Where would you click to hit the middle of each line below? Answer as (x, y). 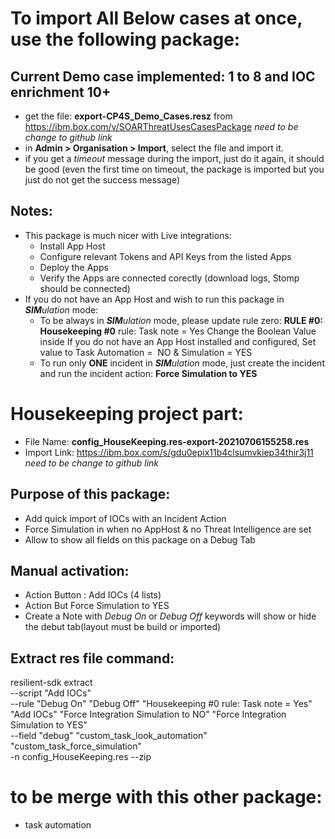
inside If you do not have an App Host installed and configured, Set (178, 341)
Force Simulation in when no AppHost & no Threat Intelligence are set (168, 529)
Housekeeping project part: (127, 414)
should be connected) (85, 288)
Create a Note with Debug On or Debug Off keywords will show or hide (170, 616)
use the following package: (125, 39)
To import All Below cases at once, (156, 18)
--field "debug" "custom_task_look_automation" (109, 736)
